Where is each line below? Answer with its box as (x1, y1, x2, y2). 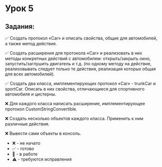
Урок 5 (5, 3, 34, 14)
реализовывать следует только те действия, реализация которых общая (5, 66, 156, 72)
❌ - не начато (12, 140, 40, 146)
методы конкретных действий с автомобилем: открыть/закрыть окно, (5, 56, 151, 61)
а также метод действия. (5, 41, 57, 46)
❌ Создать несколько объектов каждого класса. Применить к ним (5, 115, 144, 121)
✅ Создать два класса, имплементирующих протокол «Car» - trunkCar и (5, 81, 156, 86)
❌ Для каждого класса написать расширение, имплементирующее (5, 101, 146, 106)
